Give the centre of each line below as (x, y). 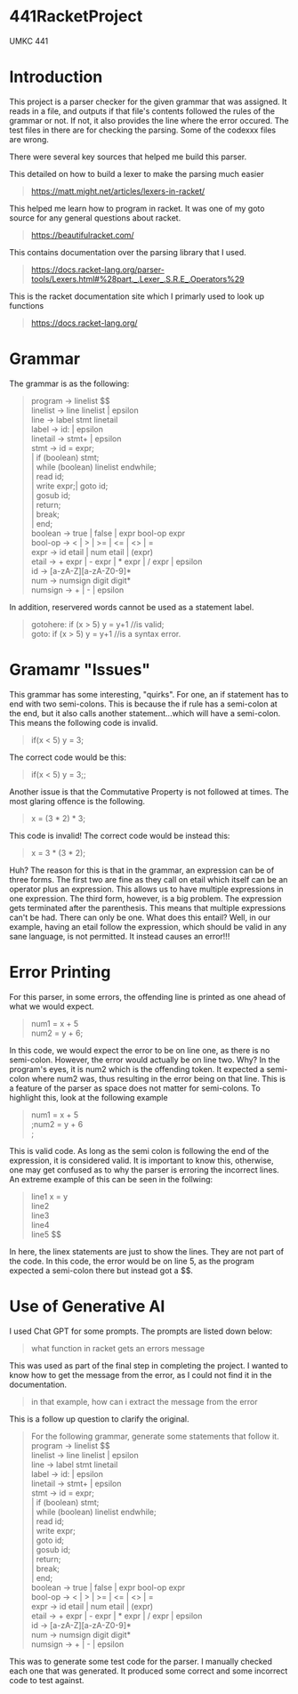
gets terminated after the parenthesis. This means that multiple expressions (148, 907)
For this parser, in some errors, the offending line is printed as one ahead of (148, 996)
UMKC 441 (29, 41)
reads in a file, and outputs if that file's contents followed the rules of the (142, 111)
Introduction (56, 77)
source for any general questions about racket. (95, 218)
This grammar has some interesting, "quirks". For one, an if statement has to (149, 694)
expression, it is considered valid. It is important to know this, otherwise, (141, 1160)
